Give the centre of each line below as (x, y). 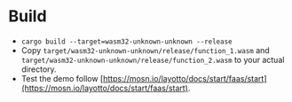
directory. (39, 69)
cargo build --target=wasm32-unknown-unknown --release (126, 42)
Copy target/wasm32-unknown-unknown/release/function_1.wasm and (145, 50)
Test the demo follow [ (62, 78)
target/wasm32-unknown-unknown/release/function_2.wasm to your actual (153, 59)
